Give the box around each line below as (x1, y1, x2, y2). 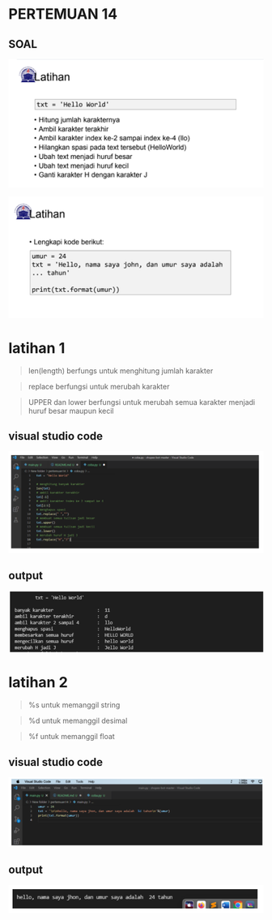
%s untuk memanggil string (28, 700, 121, 710)
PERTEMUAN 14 (8, 5, 118, 24)
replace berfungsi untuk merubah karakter (28, 381, 170, 391)
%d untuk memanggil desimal (28, 716, 128, 726)
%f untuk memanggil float (28, 732, 115, 742)
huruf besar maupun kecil (28, 406, 114, 415)
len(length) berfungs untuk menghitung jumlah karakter (28, 366, 214, 376)
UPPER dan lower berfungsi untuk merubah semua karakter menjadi (28, 397, 256, 406)
